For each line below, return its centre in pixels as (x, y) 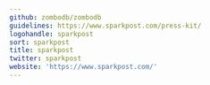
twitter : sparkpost (46, 58)
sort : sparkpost (39, 42)
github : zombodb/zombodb (55, 17)
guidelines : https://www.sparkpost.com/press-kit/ (105, 26)
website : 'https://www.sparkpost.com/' (84, 67)
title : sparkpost (42, 50)
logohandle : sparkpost (51, 34)
